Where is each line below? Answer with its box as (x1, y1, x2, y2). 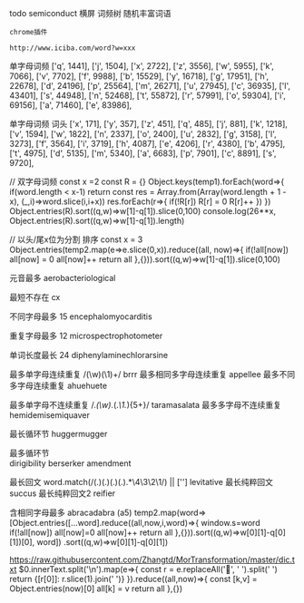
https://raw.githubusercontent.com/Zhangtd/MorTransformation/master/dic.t (9, 554, 295, 565)
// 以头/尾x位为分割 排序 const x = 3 (9, 234, 143, 245)
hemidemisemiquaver (9, 410, 91, 420)
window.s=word (201, 518, 260, 528)
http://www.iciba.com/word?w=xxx (9, 44, 136, 53)
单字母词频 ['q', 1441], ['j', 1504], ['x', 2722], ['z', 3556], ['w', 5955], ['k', (9, 61, 274, 71)
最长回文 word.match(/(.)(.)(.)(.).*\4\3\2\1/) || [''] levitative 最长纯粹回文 (9, 477, 274, 487)
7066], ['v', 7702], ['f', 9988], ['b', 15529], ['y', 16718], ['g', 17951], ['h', (9, 71, 270, 82)
